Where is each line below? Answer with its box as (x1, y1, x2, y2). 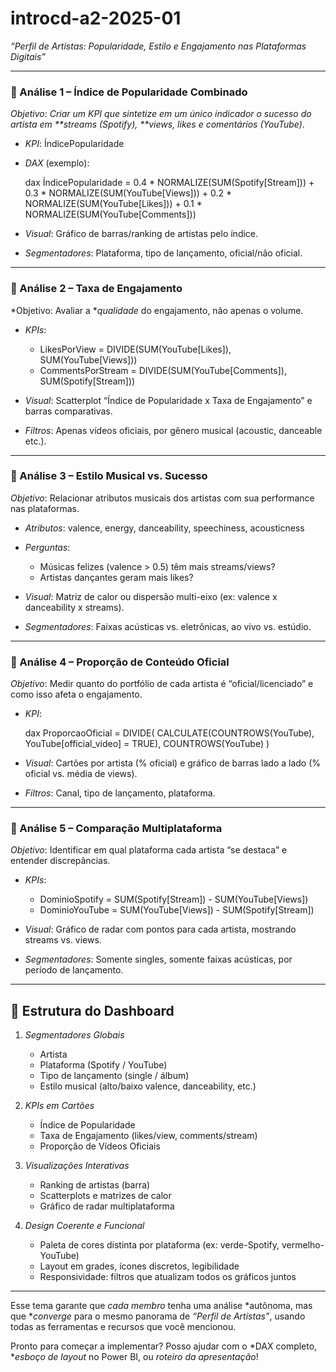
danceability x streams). (24, 601, 125, 613)
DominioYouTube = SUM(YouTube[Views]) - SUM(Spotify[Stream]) (39, 904, 315, 916)
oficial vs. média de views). (24, 768, 138, 780)
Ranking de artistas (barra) (39, 1179, 151, 1191)
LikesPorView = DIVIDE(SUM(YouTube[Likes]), (39, 343, 232, 355)
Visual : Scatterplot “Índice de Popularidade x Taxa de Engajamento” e (24, 394, 313, 406)
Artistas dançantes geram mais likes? (39, 571, 194, 583)
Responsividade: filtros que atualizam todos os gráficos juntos (39, 1271, 297, 1283)
